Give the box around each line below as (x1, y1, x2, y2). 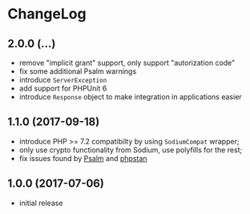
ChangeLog (7, 5, 87, 23)
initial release (18, 198, 63, 208)
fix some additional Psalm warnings (18, 67, 137, 76)
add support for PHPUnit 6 (18, 83, 107, 93)
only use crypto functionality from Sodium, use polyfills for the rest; (18, 145, 243, 155)
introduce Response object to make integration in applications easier (18, 92, 242, 101)
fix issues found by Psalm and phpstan (18, 153, 147, 163)
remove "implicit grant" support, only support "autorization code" (18, 58, 236, 67)
